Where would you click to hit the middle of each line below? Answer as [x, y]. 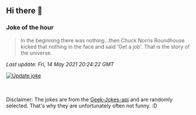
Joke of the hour [30, 28]
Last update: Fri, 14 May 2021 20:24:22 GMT [60, 64]
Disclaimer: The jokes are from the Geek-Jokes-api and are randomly [89, 99]
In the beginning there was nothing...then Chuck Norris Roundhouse [102, 40]
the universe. [36, 53]
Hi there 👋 [24, 11]
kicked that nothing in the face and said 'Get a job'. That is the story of [105, 46]
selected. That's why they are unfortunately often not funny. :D [82, 106]
